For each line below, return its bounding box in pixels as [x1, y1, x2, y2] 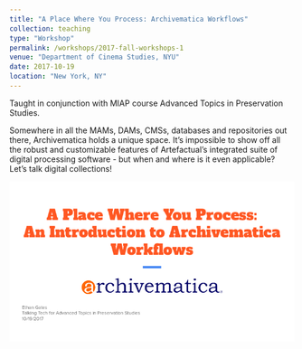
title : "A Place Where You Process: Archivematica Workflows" [9, 14, 249, 24]
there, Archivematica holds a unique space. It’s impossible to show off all [9, 134, 281, 145]
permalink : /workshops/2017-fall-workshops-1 [9, 43, 184, 52]
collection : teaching [9, 24, 91, 33]
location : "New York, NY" [9, 72, 107, 81]
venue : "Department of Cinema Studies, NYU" [9, 52, 180, 62]
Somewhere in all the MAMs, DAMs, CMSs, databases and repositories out [9, 125, 288, 136]
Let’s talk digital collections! [9, 163, 113, 174]
